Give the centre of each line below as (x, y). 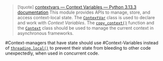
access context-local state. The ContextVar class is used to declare (86, 17)
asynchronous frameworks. (45, 33)
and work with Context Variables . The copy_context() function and (86, 23)
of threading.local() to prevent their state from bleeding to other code (78, 48)
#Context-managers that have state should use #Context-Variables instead (82, 43)
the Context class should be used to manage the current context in (85, 28)
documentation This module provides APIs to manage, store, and (84, 12)
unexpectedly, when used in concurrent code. (52, 53)
